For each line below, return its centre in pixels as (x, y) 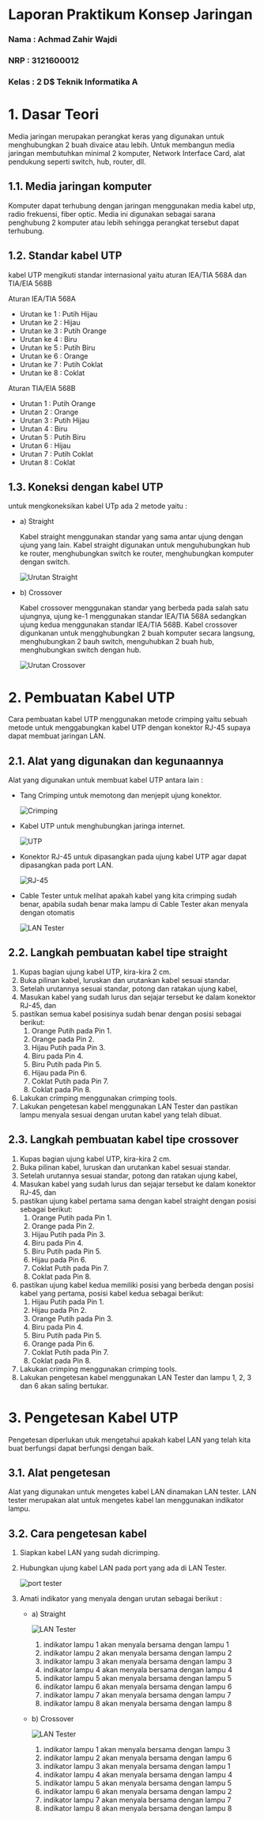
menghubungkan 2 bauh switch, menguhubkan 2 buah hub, (117, 642)
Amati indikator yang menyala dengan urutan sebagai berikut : (121, 1599)
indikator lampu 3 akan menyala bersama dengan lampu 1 (137, 1766)
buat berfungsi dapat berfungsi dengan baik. (81, 1448)
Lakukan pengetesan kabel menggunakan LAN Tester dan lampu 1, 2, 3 (135, 1377)
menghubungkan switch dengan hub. (80, 650)
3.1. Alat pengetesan (59, 1473)
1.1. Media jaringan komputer (80, 186)
